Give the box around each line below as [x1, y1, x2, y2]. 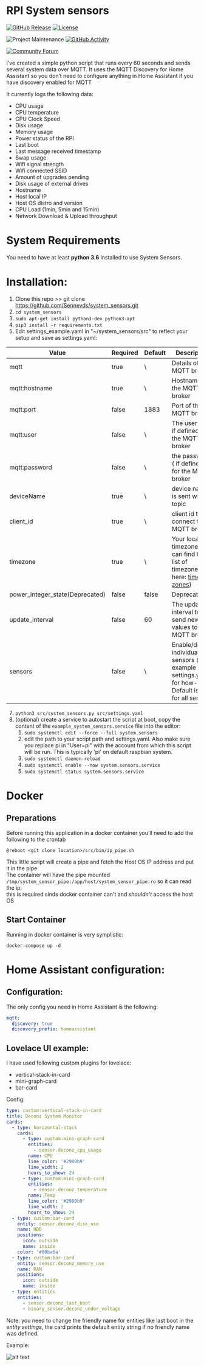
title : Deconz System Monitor [6, 1113, 83, 1119]
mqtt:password [9, 463, 53, 471]
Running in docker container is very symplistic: [6, 931, 123, 938]
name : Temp [28, 1192, 56, 1199]
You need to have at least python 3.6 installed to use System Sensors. [6, 253, 182, 261]
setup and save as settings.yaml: [15, 334, 98, 341]
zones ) [171, 580, 192, 588]
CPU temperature [15, 108, 59, 116]
